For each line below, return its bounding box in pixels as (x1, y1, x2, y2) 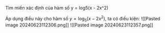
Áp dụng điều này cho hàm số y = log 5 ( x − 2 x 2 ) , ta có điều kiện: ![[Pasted (5, 15, 160, 23)
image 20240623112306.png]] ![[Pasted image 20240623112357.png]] (5, 22, 153, 28)
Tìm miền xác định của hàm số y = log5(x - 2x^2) (5, 5, 109, 11)
